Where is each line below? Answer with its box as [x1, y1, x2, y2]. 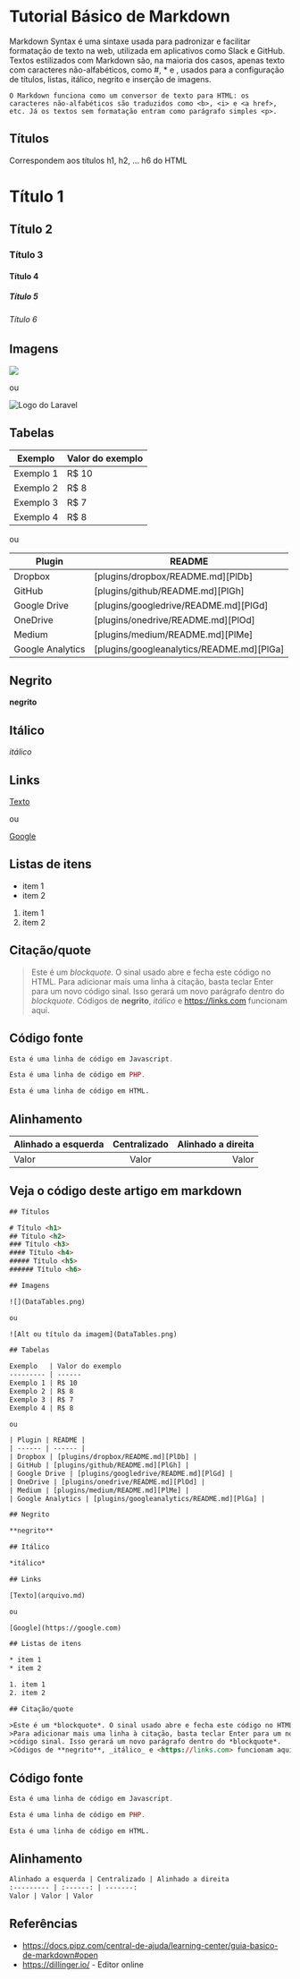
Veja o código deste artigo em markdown [9, 1183, 243, 1198]
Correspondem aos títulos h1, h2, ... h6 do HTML [9, 155, 187, 166]
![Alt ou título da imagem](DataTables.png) [9, 1329, 178, 1339]
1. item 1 [9, 1680, 46, 1689]
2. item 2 [9, 1688, 46, 1697]
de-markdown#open [21, 1949, 98, 1960]
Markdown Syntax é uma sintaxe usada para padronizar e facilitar [9, 36, 251, 47]
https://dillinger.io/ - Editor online [21, 1958, 145, 1970]
